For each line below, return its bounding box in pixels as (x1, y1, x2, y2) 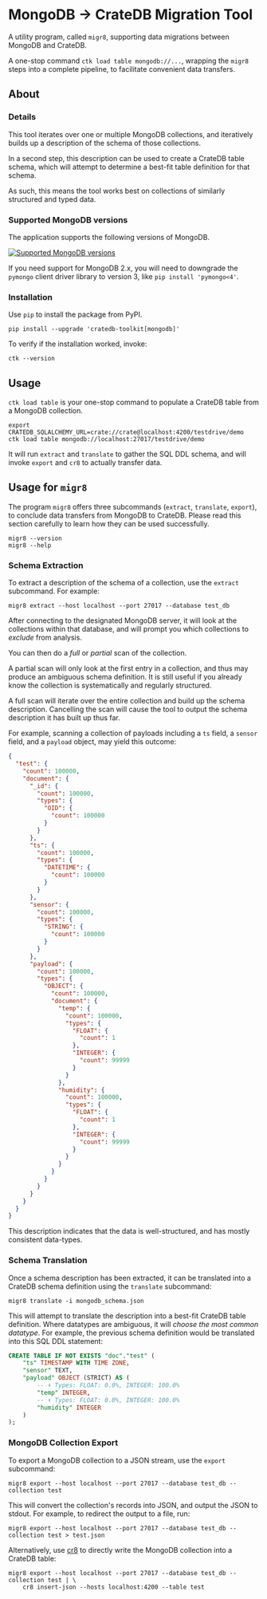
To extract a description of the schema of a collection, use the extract (8, 578, 239, 588)
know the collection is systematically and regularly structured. (8, 680, 212, 691)
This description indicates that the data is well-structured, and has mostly (8, 1227, 250, 1236)
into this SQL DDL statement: (8, 1336, 104, 1345)
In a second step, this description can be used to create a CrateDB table (8, 153, 245, 163)
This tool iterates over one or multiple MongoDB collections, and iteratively (8, 129, 253, 139)
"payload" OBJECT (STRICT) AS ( (22, 1374, 130, 1382)
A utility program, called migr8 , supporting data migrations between (8, 32, 230, 41)
